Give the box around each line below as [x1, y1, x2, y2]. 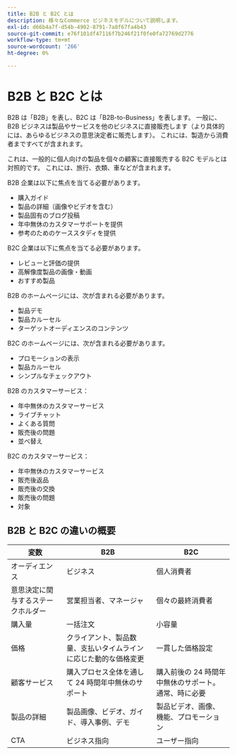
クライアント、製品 [66, 632, 130, 642]
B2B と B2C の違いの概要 [7, 525, 116, 537]
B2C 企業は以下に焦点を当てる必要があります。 [7, 243, 145, 252]
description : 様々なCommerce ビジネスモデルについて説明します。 [7, 17, 181, 24]
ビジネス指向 [66, 735, 109, 745]
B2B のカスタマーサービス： [7, 386, 90, 395]
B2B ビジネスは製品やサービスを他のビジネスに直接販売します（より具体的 [7, 121, 225, 131]
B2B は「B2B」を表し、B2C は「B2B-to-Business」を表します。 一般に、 [7, 113, 221, 121]
